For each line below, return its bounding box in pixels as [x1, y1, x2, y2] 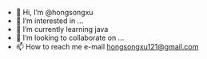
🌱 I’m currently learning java [15, 25, 109, 33]
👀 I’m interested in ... [15, 16, 84, 26]
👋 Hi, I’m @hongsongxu [15, 8, 94, 17]
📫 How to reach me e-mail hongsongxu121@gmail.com [15, 42, 199, 51]
